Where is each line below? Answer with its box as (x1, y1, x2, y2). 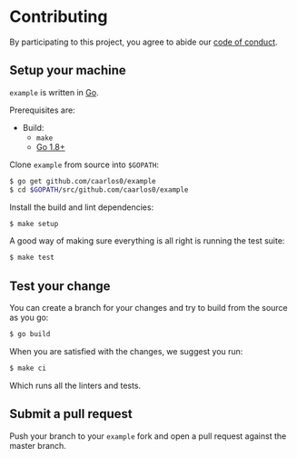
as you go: (9, 312, 49, 324)
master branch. (9, 440, 66, 451)
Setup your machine (9, 63, 127, 78)
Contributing (9, 6, 108, 27)
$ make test (9, 253, 54, 263)
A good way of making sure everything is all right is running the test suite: (9, 235, 285, 246)
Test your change (9, 278, 111, 294)
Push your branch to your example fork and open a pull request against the (9, 430, 287, 442)
